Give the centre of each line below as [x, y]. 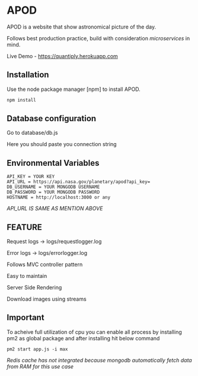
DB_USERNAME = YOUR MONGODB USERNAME [53, 187]
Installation [28, 75]
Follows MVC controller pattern [45, 264]
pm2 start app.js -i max [37, 349]
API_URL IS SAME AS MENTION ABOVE [55, 208]
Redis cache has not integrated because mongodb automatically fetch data [99, 360]
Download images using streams [47, 299]
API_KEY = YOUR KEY [31, 177]
